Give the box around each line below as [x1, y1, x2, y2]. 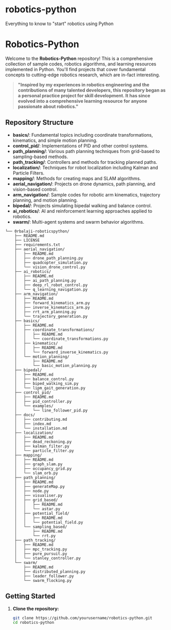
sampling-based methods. [12, 154, 68, 160]
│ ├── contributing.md [14, 417, 67, 422]
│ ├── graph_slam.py [14, 462, 63, 467]
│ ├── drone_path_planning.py [14, 255, 83, 260]
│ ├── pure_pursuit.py [14, 551, 67, 556]
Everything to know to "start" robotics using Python [5, 20, 114, 27]
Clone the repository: [12, 605, 59, 612]
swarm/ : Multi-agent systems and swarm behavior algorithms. [12, 219, 144, 225]
